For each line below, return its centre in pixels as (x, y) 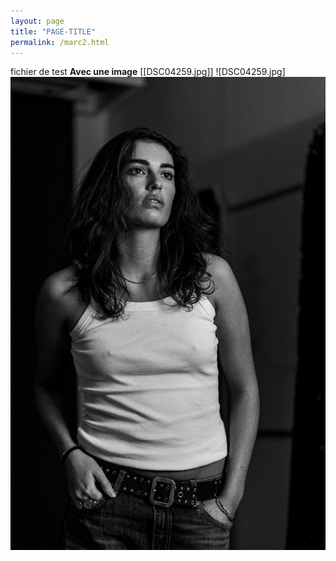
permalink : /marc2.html (60, 42)
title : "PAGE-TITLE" (53, 31)
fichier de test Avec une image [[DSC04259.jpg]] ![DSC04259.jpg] (148, 72)
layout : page (37, 21)
